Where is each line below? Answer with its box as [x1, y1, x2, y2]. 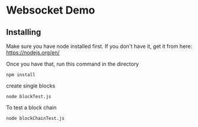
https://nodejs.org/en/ [6, 49, 60, 56]
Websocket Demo [6, 4, 96, 17]
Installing [6, 27, 41, 37]
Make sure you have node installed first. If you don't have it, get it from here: [6, 43, 193, 50]
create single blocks [6, 82, 56, 89]
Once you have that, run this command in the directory [6, 60, 139, 67]
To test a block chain [6, 104, 57, 111]
